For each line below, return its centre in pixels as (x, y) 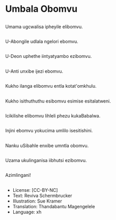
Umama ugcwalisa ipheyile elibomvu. (44, 27)
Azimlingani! (18, 175)
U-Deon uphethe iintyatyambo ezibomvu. (49, 56)
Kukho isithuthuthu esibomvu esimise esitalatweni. (58, 101)
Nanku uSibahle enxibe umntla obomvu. (47, 145)
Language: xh (27, 212)
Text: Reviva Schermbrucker (42, 195)
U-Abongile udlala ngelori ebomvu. (42, 41)
